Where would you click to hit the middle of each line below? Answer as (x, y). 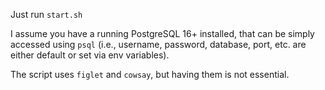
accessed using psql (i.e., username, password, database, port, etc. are (158, 44)
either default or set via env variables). (90, 55)
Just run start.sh (46, 14)
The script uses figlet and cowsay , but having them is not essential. (150, 74)
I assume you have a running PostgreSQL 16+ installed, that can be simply (162, 33)
